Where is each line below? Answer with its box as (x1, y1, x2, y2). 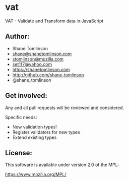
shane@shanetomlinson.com (12, 51, 72, 57)
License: (5, 148, 32, 157)
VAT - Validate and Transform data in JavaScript (5, 18, 104, 24)
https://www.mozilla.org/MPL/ (5, 172, 66, 178)
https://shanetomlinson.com (12, 66, 70, 72)
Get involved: (5, 91, 48, 100)
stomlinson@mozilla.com (12, 56, 64, 62)
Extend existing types (12, 134, 57, 140)
